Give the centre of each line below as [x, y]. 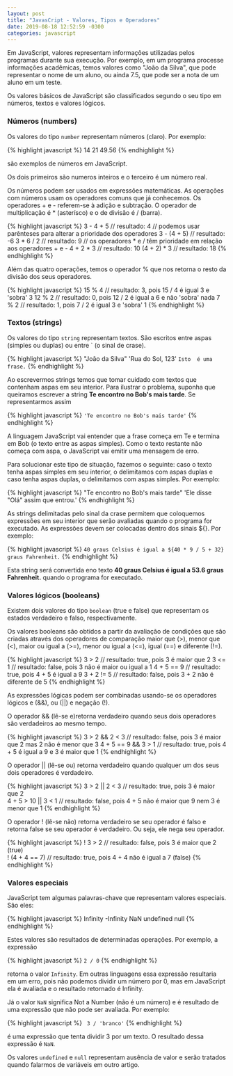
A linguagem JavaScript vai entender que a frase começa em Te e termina [114, 436]
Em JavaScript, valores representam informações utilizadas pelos [101, 53]
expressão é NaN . [31, 1044]
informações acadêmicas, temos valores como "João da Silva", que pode [112, 67]
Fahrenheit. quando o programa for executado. [75, 577]
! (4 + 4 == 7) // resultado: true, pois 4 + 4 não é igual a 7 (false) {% [104, 858]
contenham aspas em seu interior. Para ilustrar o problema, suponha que [111, 387]
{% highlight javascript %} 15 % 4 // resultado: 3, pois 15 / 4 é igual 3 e [109, 290]
